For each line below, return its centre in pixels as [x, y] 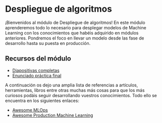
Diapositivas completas [36, 70]
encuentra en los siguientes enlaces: [42, 101]
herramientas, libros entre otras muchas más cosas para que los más [75, 90]
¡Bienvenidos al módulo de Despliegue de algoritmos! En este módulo [75, 22]
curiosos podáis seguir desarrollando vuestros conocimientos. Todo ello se [81, 95]
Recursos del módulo [38, 59]
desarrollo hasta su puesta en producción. [48, 43]
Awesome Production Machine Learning [53, 115]
